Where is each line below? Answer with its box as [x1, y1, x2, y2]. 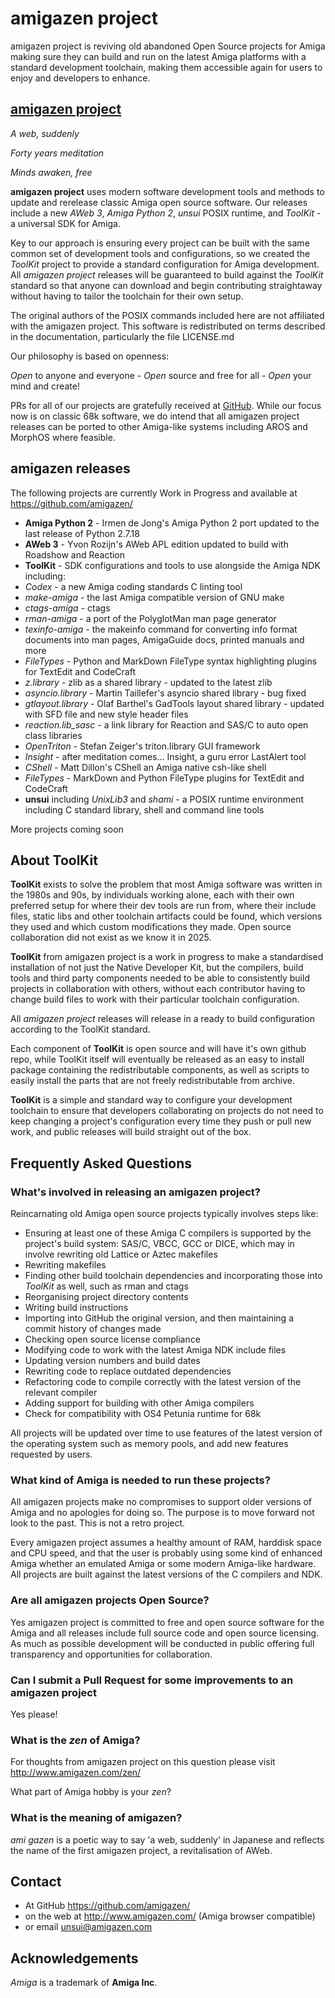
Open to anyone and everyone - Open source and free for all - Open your [10, 369, 312, 381]
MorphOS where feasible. [10, 431, 116, 443]
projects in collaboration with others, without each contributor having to [10, 983, 306, 995]
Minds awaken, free [10, 166, 93, 178]
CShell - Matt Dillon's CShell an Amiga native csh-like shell [24, 761, 267, 773]
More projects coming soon [10, 823, 124, 835]
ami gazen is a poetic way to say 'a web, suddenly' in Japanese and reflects [10, 1833, 325, 1846]
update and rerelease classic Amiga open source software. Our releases [10, 196, 308, 208]
